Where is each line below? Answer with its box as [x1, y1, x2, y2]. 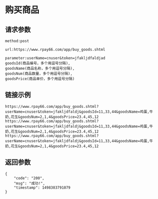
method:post [5, 39, 29, 43]
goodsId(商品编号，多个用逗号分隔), [5, 61, 70, 66]
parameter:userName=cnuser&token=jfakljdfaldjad [5, 56, 105, 60]
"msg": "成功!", [14, 181, 45, 186]
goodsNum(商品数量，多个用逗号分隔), [5, 71, 73, 76]
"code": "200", [14, 176, 45, 180]
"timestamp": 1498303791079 [14, 185, 70, 190]
